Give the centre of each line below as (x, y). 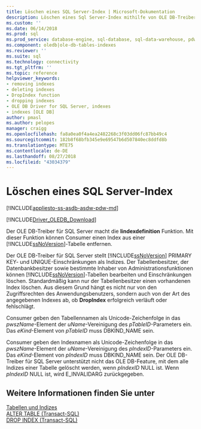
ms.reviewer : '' (26, 51)
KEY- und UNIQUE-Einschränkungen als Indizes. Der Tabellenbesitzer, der (98, 262)
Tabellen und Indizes (32, 407)
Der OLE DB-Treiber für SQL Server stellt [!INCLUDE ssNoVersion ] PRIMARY (99, 255)
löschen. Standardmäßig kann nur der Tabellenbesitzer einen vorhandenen (98, 281)
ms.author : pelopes (31, 123)
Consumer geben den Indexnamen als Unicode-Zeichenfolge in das (90, 342)
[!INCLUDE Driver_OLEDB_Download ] (51, 220)
